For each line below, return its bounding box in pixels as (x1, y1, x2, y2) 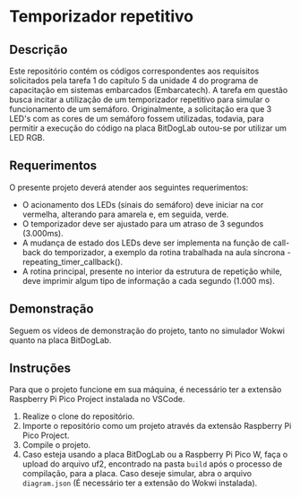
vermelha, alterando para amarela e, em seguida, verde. (21, 209, 229, 219)
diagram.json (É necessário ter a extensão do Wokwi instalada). (21, 477, 258, 489)
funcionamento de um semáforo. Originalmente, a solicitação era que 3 (9, 104, 272, 114)
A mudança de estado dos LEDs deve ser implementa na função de (21, 237, 271, 248)
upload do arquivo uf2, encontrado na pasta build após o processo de (21, 458, 283, 469)
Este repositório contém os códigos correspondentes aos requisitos (9, 65, 260, 76)
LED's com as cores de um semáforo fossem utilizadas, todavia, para (9, 114, 264, 124)
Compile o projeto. (21, 440, 91, 450)
